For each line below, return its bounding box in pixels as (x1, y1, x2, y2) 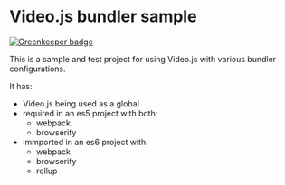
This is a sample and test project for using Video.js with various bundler (9, 53, 277, 64)
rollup (35, 165, 58, 176)
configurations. (9, 63, 66, 74)
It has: (9, 80, 33, 91)
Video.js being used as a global (22, 97, 140, 109)
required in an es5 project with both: (22, 107, 158, 118)
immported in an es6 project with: (22, 136, 148, 147)
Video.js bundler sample (9, 6, 197, 27)
